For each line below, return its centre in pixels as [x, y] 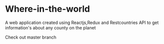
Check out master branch [31, 37]
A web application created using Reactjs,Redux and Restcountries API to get [82, 22]
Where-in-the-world [47, 9]
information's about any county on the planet [50, 27]
